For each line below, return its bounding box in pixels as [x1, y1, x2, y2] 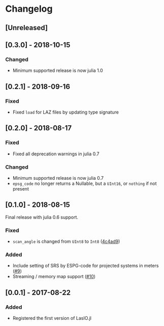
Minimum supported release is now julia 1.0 [12, 67, 103, 74]
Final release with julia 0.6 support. [5, 214, 79, 220]
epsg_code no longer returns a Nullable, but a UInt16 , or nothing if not [12, 180, 157, 186]
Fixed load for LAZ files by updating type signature [12, 109, 119, 115]
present [12, 185, 29, 192]
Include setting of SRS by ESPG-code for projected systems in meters [12, 263, 159, 269]
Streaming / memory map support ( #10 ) [12, 274, 95, 280]
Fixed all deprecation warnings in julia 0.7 [12, 151, 100, 157]
